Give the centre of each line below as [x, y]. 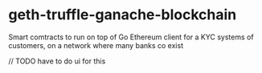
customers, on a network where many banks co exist [96, 45]
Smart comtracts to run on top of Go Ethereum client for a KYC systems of [131, 37]
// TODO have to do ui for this [57, 61]
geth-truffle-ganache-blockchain [123, 15]
